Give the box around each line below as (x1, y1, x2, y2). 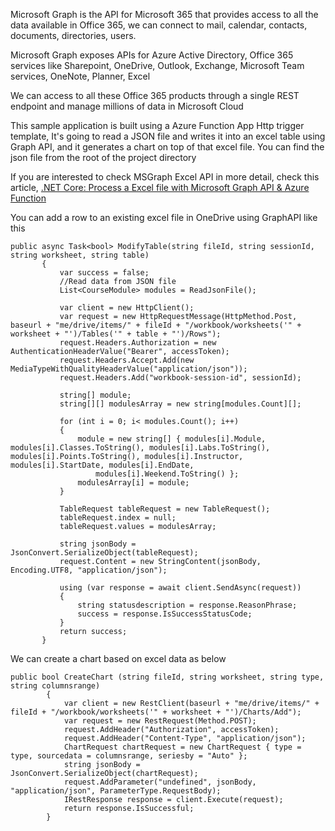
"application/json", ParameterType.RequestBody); (10, 786, 222, 796)
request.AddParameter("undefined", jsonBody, (63, 777, 257, 787)
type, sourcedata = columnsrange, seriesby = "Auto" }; (10, 751, 248, 761)
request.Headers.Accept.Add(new (59, 355, 195, 365)
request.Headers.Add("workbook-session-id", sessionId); (59, 373, 302, 383)
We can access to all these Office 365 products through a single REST (10, 90, 300, 101)
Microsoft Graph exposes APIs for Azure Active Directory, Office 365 (10, 49, 294, 61)
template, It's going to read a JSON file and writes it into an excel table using (10, 130, 326, 142)
